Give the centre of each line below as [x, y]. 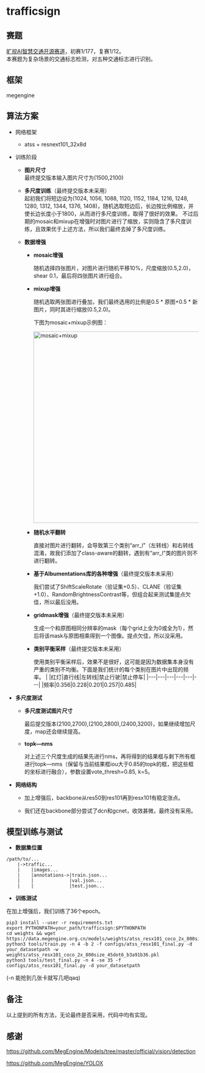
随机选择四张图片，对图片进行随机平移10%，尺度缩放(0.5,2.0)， [113, 268]
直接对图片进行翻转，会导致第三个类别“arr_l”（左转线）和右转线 [113, 545]
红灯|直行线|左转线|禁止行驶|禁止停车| [98, 677]
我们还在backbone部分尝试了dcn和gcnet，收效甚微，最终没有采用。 [110, 811]
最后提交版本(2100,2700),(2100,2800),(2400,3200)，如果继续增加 [107, 724]
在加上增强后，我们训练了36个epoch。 [55, 911]
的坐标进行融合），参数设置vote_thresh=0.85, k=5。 [89, 772]
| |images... [38, 870]
